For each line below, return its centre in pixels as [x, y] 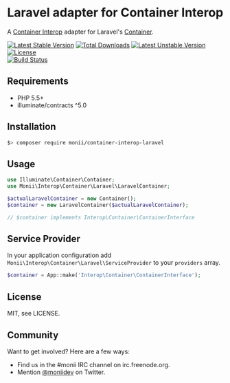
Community [33, 335]
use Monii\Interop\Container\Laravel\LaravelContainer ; [89, 186]
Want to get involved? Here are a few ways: [69, 351]
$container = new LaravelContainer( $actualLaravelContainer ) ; [98, 205]
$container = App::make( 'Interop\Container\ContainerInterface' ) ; [104, 275]
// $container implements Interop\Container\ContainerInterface [101, 217]
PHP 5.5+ [31, 98]
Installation [32, 127]
